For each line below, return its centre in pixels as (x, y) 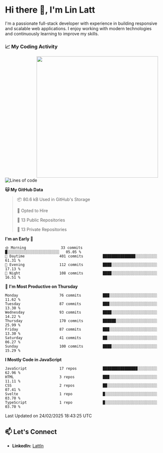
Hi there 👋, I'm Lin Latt (50, 10)
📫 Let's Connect (31, 432)
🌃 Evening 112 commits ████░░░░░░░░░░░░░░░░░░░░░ (81, 265)
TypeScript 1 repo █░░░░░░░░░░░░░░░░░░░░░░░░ (81, 403)
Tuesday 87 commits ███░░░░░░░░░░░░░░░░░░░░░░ (81, 304)
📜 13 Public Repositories (41, 220)
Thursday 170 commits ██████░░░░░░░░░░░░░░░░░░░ (81, 321)
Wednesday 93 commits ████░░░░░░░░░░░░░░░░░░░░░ (81, 313)
